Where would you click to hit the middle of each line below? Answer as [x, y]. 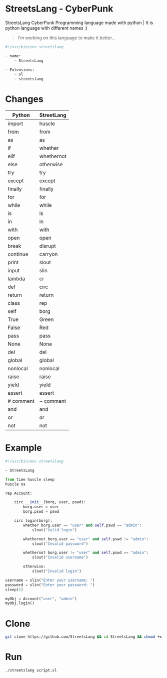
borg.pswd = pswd [41, 512]
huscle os [15, 484]
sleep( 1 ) [14, 590]
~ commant [53, 401]
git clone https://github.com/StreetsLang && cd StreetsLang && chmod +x [84, 637]
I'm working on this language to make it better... [66, 38]
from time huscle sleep [30, 479]
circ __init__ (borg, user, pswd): [50, 502]
